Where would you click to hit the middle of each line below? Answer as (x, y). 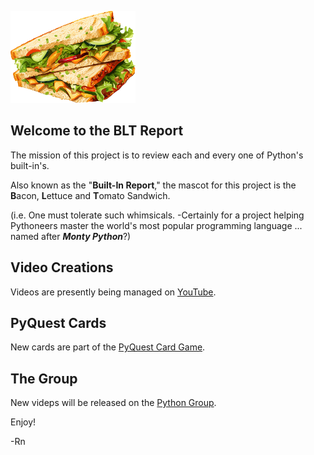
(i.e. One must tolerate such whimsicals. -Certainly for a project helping (157, 215)
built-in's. (30, 165)
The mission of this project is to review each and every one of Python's (157, 155)
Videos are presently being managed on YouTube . (113, 292)
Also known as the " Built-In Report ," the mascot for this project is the (153, 185)
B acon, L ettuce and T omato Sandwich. (90, 195)
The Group (44, 378)
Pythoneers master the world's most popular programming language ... (156, 225)
